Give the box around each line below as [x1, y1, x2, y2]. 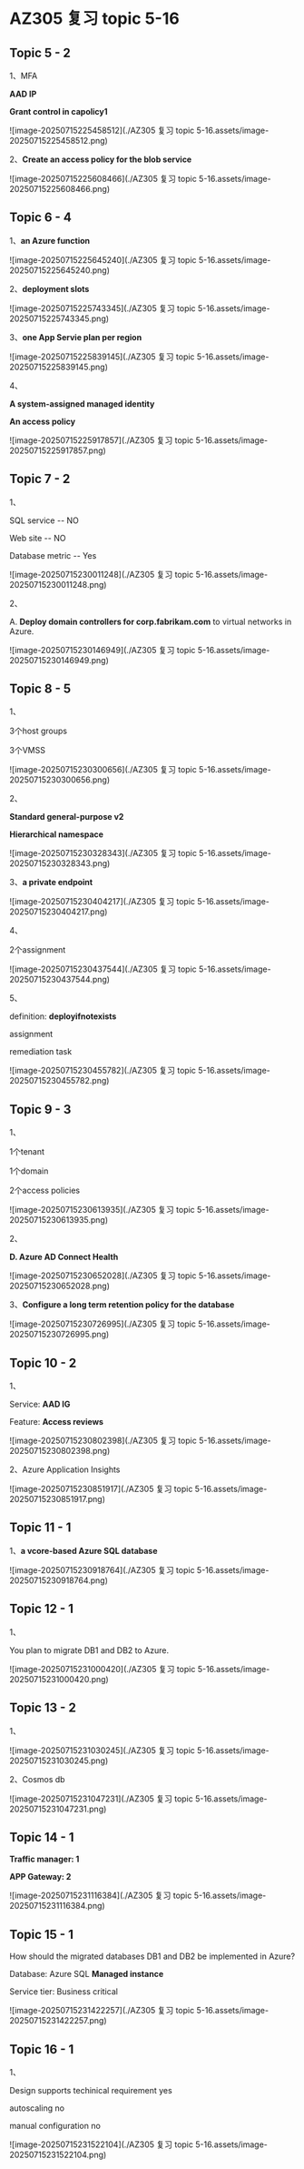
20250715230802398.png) [9, 1446, 111, 1457]
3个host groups [9, 725, 68, 737]
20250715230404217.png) [9, 906, 108, 917]
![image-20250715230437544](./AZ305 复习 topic [9, 963, 197, 974]
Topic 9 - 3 [9, 1102, 72, 1117]
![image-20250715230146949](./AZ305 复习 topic [9, 644, 196, 655]
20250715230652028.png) [9, 1280, 111, 1292]
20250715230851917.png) [9, 1494, 106, 1505]
